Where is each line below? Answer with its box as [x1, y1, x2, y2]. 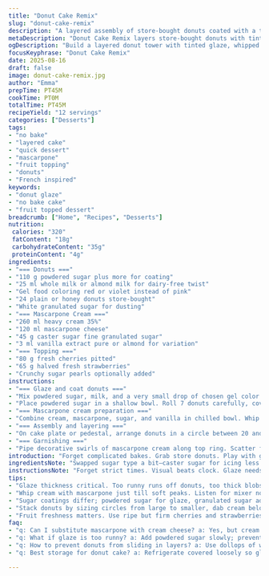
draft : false [8, 64, 52, 72]
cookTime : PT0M [8, 94, 59, 102]
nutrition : [8, 221, 45, 229]
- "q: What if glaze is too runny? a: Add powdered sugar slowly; [8, 534, 235, 542]
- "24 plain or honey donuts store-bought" [8, 295, 156, 303]
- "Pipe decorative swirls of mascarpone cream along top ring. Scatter [8, 444, 256, 452]
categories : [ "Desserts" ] [8, 116, 94, 124]
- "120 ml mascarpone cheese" [8, 325, 110, 333]
